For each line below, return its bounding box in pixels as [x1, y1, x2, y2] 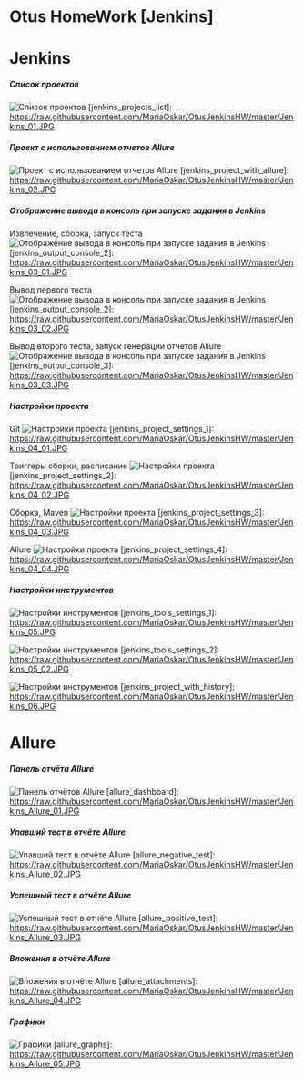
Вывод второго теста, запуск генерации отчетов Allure [9, 341, 222, 352]
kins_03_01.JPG [9, 267, 68, 278]
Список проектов [9, 78, 79, 89]
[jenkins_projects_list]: [87, 102, 173, 113]
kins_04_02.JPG [9, 489, 70, 500]
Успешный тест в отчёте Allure [9, 889, 132, 900]
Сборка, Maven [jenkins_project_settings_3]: [9, 508, 265, 518]
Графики [9, 1016, 45, 1027]
